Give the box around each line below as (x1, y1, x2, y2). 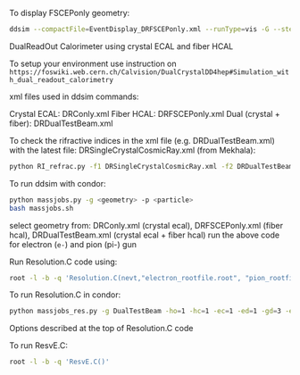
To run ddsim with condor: (9, 178, 106, 188)
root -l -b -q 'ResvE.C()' (9, 357, 110, 367)
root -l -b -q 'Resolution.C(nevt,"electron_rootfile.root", (9, 273, 242, 282)
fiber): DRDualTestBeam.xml (9, 118, 113, 129)
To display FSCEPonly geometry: (9, 8, 130, 18)
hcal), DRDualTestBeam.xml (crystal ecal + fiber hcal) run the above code (9, 229, 279, 240)
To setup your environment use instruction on (9, 58, 177, 69)
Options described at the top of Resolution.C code (9, 323, 194, 334)
